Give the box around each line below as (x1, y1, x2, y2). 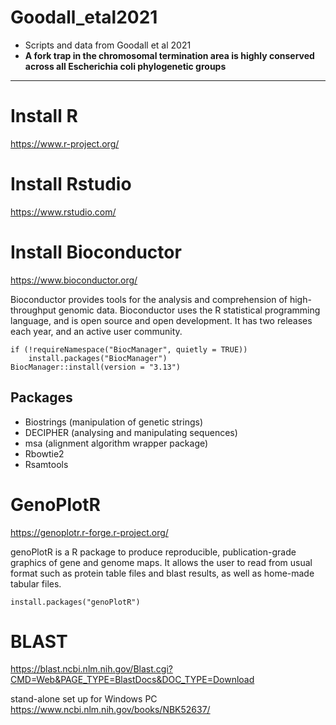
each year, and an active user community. (10, 325, 183, 337)
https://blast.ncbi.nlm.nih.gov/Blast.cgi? (10, 663, 173, 675)
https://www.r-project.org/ (10, 137, 120, 150)
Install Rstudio (10, 173, 132, 196)
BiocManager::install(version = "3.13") (10, 362, 182, 372)
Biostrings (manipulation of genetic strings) (24, 416, 203, 428)
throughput (10, 304, 57, 316)
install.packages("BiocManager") (28, 353, 168, 363)
